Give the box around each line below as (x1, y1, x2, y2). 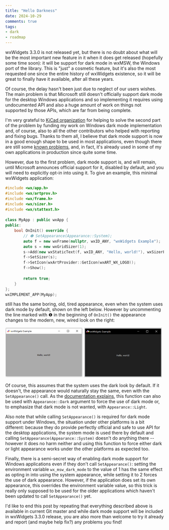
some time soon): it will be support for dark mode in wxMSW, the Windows (5, 60, 160, 66)
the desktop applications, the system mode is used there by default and (5, 430, 154, 436)
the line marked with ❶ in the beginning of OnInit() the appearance (5, 312, 146, 318)
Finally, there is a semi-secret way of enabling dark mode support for (5, 455, 148, 461)
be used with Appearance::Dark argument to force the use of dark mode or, (5, 398, 160, 404)
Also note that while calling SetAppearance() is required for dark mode (5, 413, 150, 419)
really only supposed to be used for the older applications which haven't (5, 488, 155, 494)
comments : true (5, 19, 37, 24)
